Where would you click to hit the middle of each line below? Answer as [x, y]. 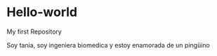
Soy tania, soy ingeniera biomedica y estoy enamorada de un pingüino [108, 45]
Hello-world [42, 12]
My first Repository [34, 31]
